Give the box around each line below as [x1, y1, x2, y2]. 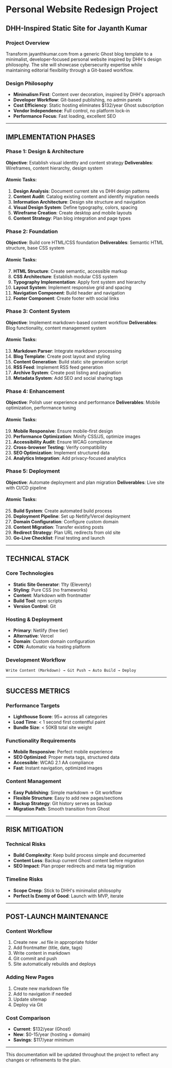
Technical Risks [6, 840, 46, 847]
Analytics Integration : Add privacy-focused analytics [13, 455, 127, 461]
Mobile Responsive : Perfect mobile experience [13, 749, 113, 755]
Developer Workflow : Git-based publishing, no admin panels [13, 97, 142, 103]
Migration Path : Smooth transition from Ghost [13, 806, 110, 812]
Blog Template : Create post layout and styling [13, 353, 110, 359]
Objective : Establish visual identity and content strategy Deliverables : [6, 159, 154, 165]
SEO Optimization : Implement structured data [13, 449, 110, 455]
